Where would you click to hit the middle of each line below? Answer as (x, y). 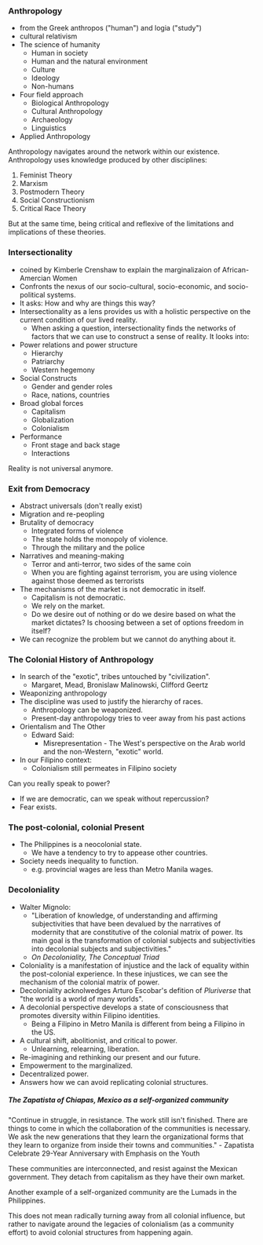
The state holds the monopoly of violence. (100, 539)
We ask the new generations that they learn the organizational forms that (126, 1137)
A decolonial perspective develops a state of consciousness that (124, 1007)
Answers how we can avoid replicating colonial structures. (114, 1082)
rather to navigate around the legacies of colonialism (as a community (121, 1224)
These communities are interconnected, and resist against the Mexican (123, 1168)
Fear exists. (38, 807)
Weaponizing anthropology (63, 693)
